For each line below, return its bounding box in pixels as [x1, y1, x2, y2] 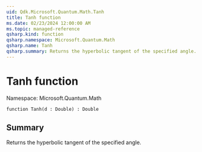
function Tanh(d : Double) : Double [6, 106, 99, 112]
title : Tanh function [6, 15, 61, 21]
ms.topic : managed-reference [6, 25, 80, 32]
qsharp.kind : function [6, 31, 64, 38]
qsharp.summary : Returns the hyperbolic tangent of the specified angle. [6, 48, 197, 55]
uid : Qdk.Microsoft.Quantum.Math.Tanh [6, 8, 104, 15]
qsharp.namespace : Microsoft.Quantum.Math [6, 37, 115, 43]
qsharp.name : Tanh [6, 43, 53, 49]
